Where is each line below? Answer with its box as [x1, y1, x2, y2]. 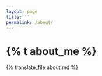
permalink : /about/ [6, 19, 54, 25]
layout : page [6, 8, 38, 15]
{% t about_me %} [6, 44, 97, 58]
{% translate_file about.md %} [6, 64, 79, 71]
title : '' [6, 14, 30, 20]
